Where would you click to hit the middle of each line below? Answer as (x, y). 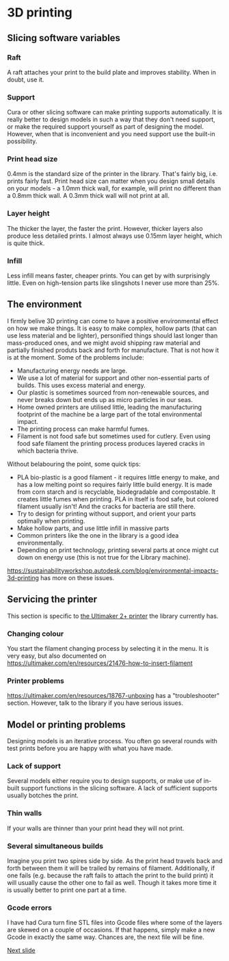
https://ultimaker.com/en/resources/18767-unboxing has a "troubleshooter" (113, 696)
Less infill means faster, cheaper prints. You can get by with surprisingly (109, 276)
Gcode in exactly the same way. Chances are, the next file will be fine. (106, 937)
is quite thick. (26, 243)
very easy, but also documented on (57, 656)
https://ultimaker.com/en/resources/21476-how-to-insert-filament (100, 663)
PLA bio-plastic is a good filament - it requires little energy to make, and (118, 477)
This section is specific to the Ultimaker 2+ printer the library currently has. (113, 616)
